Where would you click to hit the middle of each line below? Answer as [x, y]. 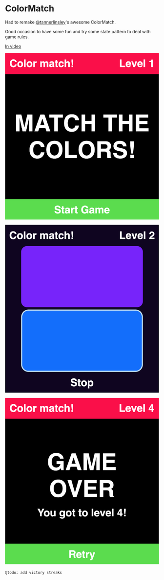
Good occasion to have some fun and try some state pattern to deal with [78, 31]
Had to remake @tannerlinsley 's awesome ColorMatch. [61, 22]
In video [13, 46]
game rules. [17, 37]
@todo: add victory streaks [34, 573]
